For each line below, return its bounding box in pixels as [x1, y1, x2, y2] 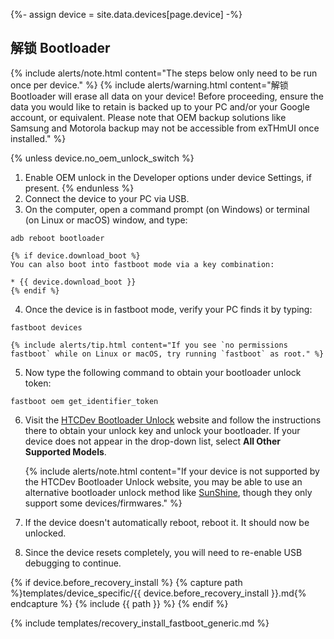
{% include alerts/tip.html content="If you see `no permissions [10, 340, 288, 350]
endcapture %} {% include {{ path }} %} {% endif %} [10, 597, 229, 609]
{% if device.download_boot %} [10, 250, 141, 261]
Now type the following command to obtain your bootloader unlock [24, 366, 302, 378]
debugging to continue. [24, 557, 122, 569]
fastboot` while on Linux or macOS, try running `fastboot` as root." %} [10, 349, 325, 359]
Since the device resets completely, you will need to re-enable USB [24, 546, 303, 558]
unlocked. [24, 527, 67, 539]
